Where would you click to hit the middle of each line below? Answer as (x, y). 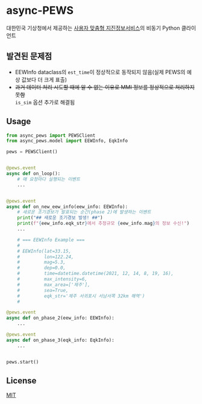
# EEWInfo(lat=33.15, (44, 251)
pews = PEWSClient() (32, 152)
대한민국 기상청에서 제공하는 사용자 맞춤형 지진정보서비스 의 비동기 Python (93, 28)
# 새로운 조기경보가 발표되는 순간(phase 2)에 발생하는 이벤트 (84, 212)
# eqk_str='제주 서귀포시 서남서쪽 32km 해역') (81, 296)
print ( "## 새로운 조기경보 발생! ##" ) (60, 218)
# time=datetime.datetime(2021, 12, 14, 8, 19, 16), (95, 274)
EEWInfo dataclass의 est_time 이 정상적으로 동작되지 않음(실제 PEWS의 (100, 72)
